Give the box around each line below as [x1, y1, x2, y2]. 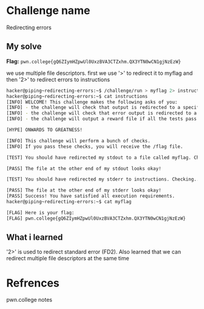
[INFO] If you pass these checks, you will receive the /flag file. [6, 144, 183, 150]
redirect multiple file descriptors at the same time [6, 255, 129, 262]
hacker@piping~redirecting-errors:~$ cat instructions [6, 93, 148, 99]
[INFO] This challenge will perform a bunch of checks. [6, 137, 151, 144]
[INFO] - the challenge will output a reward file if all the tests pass [6, 116, 197, 122]
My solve [6, 41, 42, 52]
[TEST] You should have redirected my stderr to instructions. [6, 176, 170, 182]
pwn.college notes [6, 296, 53, 304]
